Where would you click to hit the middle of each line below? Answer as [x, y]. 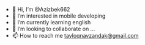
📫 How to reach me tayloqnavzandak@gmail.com [75, 36]
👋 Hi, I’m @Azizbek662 [41, 9]
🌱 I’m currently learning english [51, 22]
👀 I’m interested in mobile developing [59, 16]
